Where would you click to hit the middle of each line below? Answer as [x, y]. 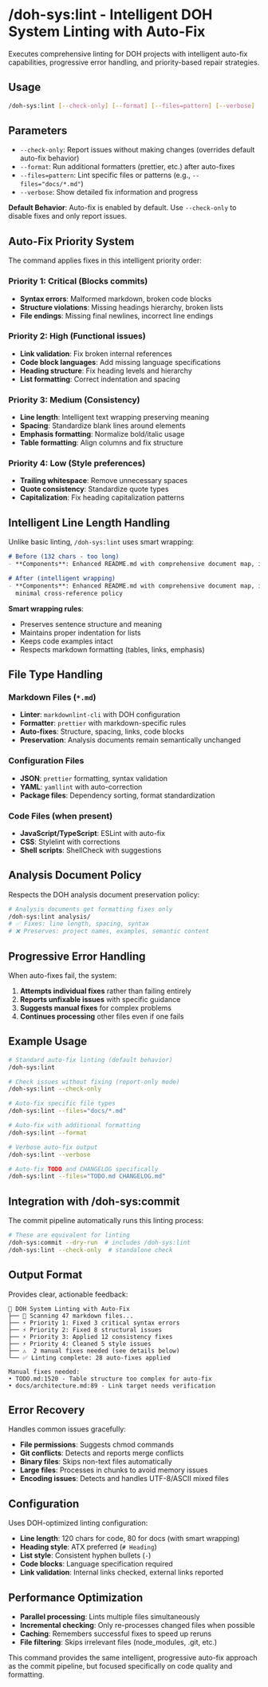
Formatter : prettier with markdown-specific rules [103, 723]
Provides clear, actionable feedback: [68, 1294]
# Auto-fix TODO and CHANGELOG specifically [83, 1169]
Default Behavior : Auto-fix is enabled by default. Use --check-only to [122, 208]
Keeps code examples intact [66, 641]
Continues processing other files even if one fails [102, 1016]
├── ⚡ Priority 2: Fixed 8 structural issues [85, 1330]
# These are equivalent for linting [69, 1235]
